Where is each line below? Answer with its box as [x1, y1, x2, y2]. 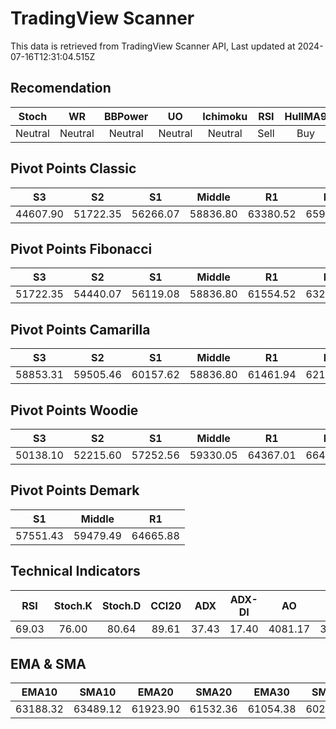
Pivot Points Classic [10, 160, 137, 177]
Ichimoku [202, 109, 248, 123]
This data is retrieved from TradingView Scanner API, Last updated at [10, 40, 296, 52]
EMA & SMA [10, 656, 87, 673]
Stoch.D [101, 598, 142, 612]
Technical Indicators [10, 563, 141, 580]
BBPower [103, 109, 149, 123]
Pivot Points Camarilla [10, 321, 151, 338]
